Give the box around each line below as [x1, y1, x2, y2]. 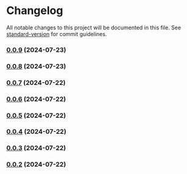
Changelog [6, 4, 63, 18]
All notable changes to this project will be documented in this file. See [6, 24, 182, 31]
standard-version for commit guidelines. [6, 30, 107, 37]
